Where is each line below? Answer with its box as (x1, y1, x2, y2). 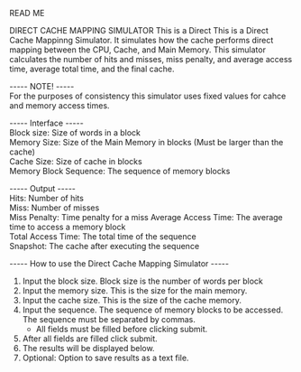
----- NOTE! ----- (9, 81, 75, 91)
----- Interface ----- (9, 117, 84, 128)
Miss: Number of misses (9, 202, 100, 213)
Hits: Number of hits (9, 193, 84, 203)
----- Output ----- (9, 183, 77, 193)
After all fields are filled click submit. (22, 333, 158, 344)
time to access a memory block (9, 221, 126, 232)
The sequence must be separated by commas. (22, 314, 196, 324)
